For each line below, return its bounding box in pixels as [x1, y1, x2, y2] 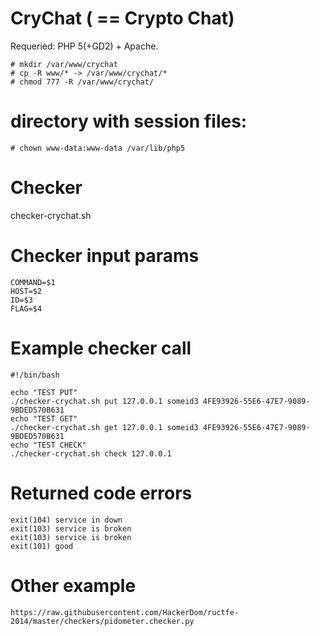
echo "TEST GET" [10, 413, 78, 424]
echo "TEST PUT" [10, 387, 78, 397]
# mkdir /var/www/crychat [10, 59, 118, 69]
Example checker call [10, 337, 192, 359]
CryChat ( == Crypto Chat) [10, 7, 235, 30]
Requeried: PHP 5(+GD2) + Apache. [10, 40, 159, 52]
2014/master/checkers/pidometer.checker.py [10, 616, 195, 626]
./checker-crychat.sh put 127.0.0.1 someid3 [10, 396, 199, 406]
